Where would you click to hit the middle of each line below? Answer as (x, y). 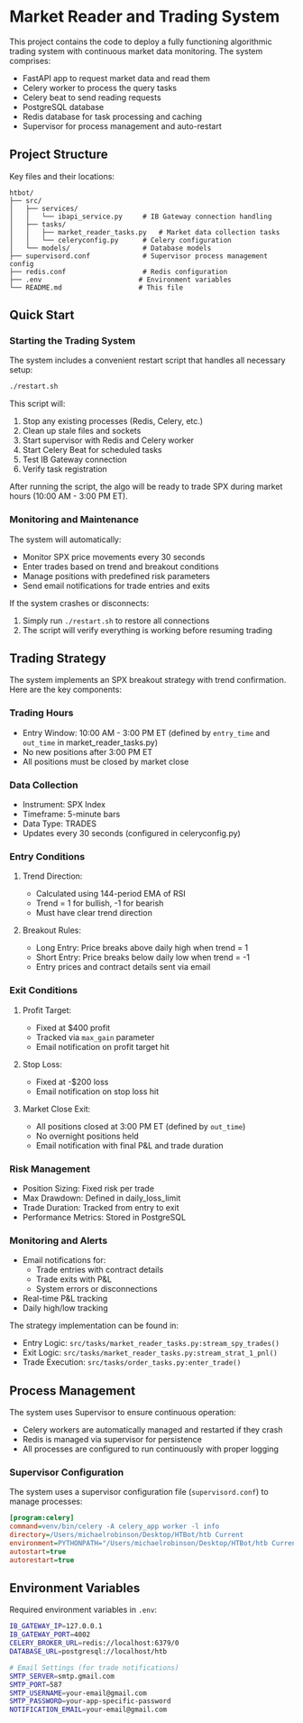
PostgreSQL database (63, 106)
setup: (21, 370)
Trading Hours (41, 713)
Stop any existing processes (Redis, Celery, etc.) (113, 421)
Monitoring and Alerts (59, 1240)
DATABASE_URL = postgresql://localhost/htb (88, 1652)
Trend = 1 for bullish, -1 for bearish (100, 903)
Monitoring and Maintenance (74, 520)
